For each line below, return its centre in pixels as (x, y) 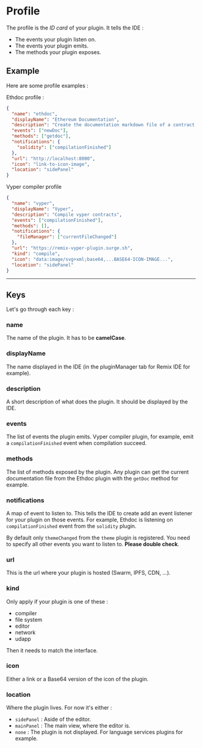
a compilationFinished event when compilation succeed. (77, 443)
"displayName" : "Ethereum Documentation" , (66, 119)
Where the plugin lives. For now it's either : (59, 708)
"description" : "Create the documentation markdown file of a (91, 125)
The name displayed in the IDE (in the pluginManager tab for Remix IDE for (98, 366)
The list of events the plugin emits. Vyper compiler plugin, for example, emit (100, 437)
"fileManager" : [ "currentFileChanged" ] (67, 237)
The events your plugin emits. (52, 46)
